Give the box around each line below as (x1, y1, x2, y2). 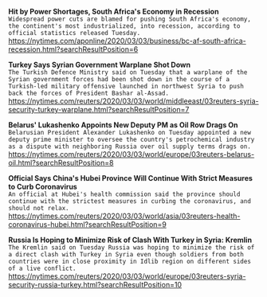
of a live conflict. (8, 264, 77, 272)
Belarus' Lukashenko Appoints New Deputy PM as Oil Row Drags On (8, 120, 238, 130)
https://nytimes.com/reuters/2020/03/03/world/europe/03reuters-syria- (8, 272, 246, 281)
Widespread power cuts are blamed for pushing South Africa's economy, (8, 15, 251, 23)
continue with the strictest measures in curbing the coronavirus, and (8, 197, 251, 205)
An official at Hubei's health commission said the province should (8, 190, 241, 198)
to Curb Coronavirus (8, 182, 77, 191)
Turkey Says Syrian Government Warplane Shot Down (8, 60, 191, 69)
